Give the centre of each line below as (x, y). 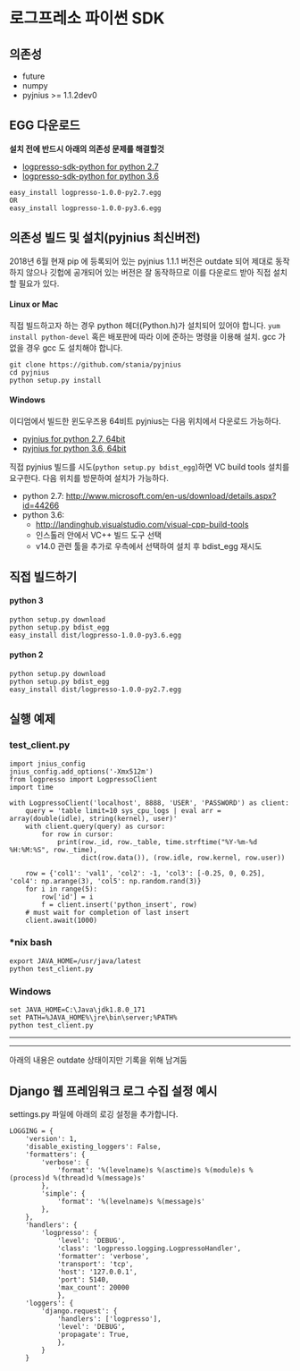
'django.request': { (79, 1311)
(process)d (29, 1178)
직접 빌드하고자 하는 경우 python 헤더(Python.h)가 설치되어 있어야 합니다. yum (145, 325)
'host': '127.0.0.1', (97, 1272)
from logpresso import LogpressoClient (83, 779)
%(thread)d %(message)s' (99, 1178)
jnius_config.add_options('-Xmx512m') (81, 771)
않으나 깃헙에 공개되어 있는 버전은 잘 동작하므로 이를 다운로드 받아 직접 (148, 272)
